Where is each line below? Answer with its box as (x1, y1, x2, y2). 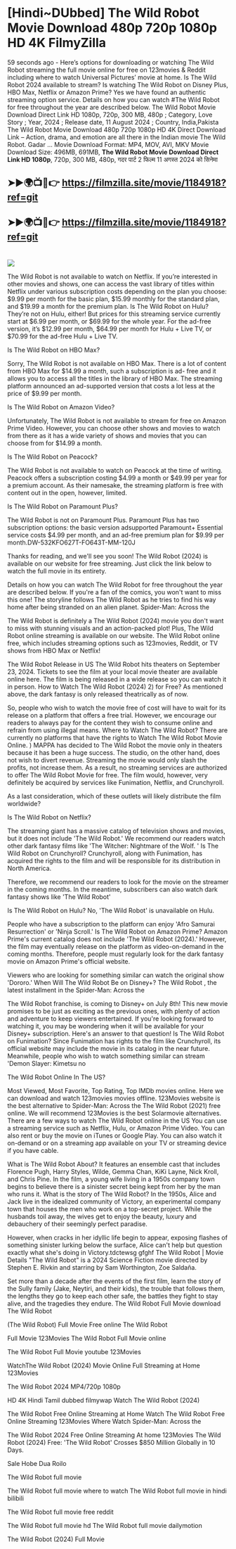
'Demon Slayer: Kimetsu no (7, 1059, 86, 1067)
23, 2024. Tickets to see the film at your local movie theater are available (7, 667, 218, 676)
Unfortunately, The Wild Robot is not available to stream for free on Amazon (7, 416, 227, 425)
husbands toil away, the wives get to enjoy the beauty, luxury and (7, 1212, 197, 1220)
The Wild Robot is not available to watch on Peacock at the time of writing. (7, 466, 223, 474)
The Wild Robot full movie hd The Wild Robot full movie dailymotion (7, 1521, 202, 1529)
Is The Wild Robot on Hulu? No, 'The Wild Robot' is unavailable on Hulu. (7, 906, 215, 914)
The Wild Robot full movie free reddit (7, 1507, 114, 1516)
